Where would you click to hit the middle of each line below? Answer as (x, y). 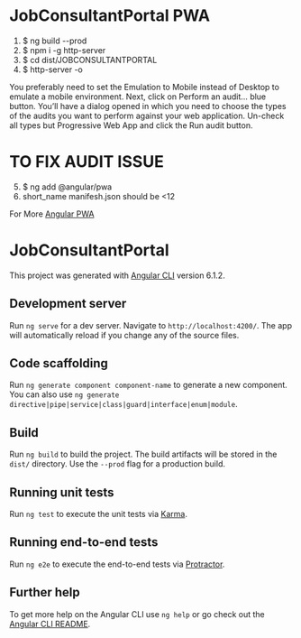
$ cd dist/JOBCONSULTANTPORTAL (90, 60)
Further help (45, 592)
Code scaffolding (59, 363)
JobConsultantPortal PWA (110, 16)
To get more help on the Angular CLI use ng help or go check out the (137, 614)
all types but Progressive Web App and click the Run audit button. (131, 125)
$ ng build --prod (55, 41)
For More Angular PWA (52, 214)
